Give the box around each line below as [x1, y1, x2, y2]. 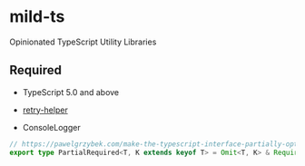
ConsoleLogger [22, 122, 81, 132]
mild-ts [9, 6, 65, 27]
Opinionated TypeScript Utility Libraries [9, 36, 157, 47]
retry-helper [22, 104, 68, 115]
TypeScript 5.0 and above [22, 86, 120, 97]
